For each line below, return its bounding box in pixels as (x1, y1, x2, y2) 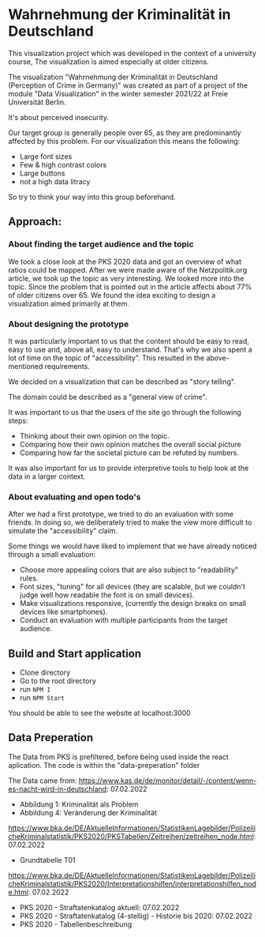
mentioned (8, 361, 43, 371)
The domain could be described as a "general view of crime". (8, 392, 207, 401)
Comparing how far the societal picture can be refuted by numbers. (19, 448, 239, 457)
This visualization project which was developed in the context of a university (8, 48, 256, 58)
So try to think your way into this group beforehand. (8, 192, 176, 201)
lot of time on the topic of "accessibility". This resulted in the (8, 353, 205, 363)
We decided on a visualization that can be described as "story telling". (8, 377, 237, 386)
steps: (8, 416, 28, 425)
